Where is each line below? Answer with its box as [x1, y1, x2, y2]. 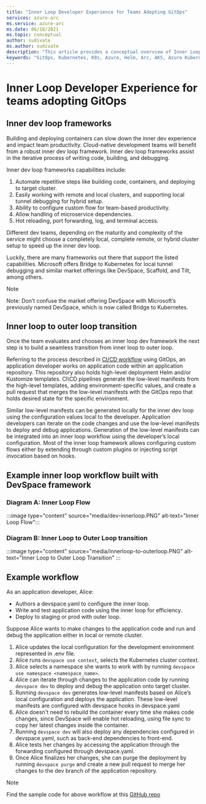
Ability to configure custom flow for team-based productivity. [15, 203, 170, 211]
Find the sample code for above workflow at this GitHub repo [6, 791, 161, 798]
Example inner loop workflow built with [6, 470, 159, 480]
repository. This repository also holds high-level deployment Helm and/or [6, 369, 191, 376]
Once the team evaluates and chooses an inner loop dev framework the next [6, 338, 200, 345]
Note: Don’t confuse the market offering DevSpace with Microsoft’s [6, 297, 176, 304]
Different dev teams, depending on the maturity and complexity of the [6, 229, 183, 236]
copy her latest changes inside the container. [15, 721, 129, 729]
